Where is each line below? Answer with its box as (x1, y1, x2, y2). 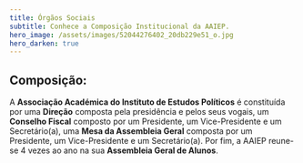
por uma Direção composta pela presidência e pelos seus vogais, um (9, 107, 270, 117)
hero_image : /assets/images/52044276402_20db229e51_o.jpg (9, 30, 234, 39)
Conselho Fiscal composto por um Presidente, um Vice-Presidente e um (9, 116, 282, 127)
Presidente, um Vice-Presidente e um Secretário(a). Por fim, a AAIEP (9, 136, 267, 147)
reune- (268, 136, 294, 147)
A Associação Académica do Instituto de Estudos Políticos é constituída (9, 97, 286, 107)
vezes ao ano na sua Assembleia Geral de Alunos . (27, 145, 218, 156)
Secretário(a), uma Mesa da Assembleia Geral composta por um (9, 126, 253, 137)
